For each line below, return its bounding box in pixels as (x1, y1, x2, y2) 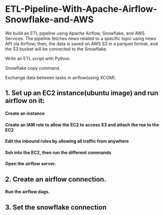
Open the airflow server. (5, 161, 56, 167)
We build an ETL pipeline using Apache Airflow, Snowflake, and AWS (5, 30, 145, 36)
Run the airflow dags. (5, 189, 50, 195)
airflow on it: (5, 97, 45, 105)
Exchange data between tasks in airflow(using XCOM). (5, 74, 117, 80)
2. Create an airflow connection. (5, 175, 107, 183)
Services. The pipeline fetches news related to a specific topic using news (5, 36, 157, 41)
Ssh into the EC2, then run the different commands (5, 149, 112, 155)
